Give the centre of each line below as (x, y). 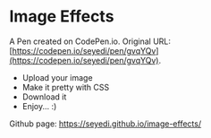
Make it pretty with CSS (66, 87)
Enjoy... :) (39, 106)
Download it (44, 97)
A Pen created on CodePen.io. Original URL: (90, 41)
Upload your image (57, 77)
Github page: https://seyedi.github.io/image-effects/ (105, 124)
